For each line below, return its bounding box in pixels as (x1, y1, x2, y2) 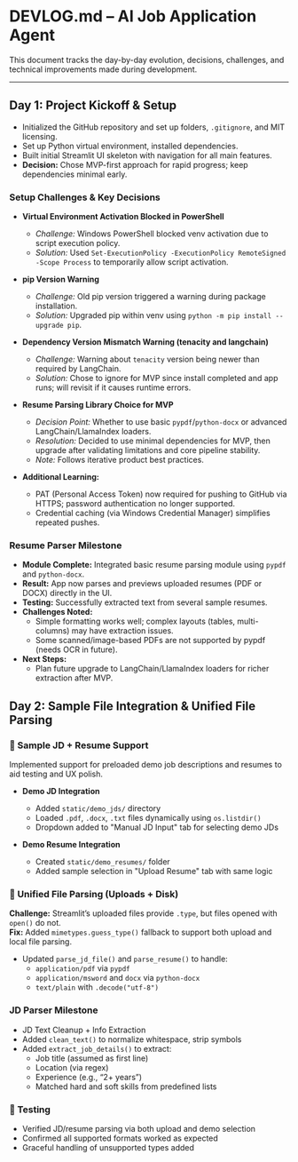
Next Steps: (21, 654, 67, 665)
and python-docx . (21, 569, 85, 579)
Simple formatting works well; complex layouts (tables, (35, 616, 236, 627)
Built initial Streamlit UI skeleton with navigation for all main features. (21, 149, 272, 161)
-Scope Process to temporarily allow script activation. (35, 257, 229, 267)
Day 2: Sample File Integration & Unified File (9, 698, 255, 713)
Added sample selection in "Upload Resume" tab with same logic (35, 866, 273, 877)
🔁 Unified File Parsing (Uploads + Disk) (9, 887, 179, 900)
